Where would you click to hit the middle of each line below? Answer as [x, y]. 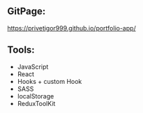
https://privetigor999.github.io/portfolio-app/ [71, 28]
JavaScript [33, 67]
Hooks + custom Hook [50, 81]
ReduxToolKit [36, 103]
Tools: [21, 50]
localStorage [36, 96]
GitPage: [27, 11]
